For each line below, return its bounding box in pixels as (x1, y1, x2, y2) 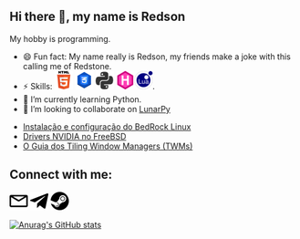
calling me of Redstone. (22, 60, 112, 71)
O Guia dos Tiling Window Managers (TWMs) (22, 140, 193, 151)
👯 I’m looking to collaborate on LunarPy (22, 103, 171, 114)
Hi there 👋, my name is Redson (9, 9, 186, 25)
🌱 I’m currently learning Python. (22, 93, 142, 105)
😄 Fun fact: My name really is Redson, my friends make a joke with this (22, 51, 292, 62)
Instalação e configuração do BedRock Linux (22, 120, 191, 132)
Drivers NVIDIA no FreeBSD (22, 130, 127, 141)
